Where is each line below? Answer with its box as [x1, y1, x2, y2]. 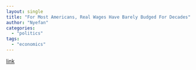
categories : [6, 25, 35, 31]
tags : [6, 36, 19, 42]
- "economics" [11, 42, 46, 48]
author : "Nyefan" [6, 19, 49, 25]
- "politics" [11, 31, 44, 36]
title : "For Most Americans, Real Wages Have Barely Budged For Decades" [6, 14, 191, 20]
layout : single [6, 8, 44, 15]
